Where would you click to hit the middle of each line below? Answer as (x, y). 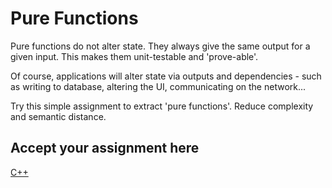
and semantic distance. (58, 116)
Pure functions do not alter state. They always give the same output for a (160, 46)
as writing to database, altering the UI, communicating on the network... (158, 86)
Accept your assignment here (105, 148)
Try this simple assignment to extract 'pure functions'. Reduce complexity (162, 106)
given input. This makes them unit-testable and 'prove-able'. (134, 56)
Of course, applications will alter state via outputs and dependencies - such (166, 76)
